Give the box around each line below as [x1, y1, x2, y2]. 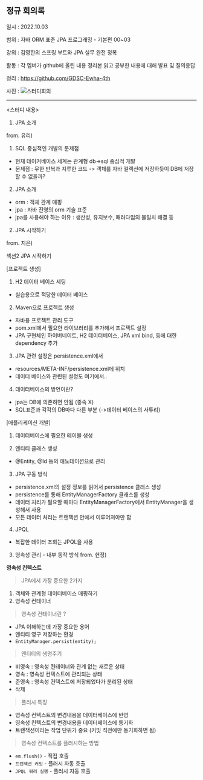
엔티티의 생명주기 [21, 650, 62, 657]
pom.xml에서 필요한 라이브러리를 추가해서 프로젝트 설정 [14, 324, 147, 332]
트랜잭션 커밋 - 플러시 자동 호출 [14, 759, 86, 767]
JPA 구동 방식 [14, 470, 48, 478]
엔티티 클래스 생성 [14, 444, 57, 452]
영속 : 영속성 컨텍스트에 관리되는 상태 [14, 670, 103, 678]
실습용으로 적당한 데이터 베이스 [14, 290, 88, 298]
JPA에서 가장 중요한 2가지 [21, 576, 83, 584]
